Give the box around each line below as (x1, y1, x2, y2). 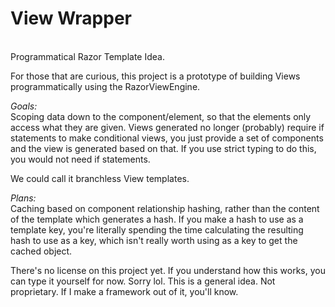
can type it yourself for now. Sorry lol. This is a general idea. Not (10, 275, 276, 287)
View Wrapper (10, 7, 132, 30)
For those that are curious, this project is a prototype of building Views (10, 70, 301, 82)
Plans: (10, 192, 37, 204)
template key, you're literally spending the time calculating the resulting (10, 223, 304, 236)
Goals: (10, 100, 38, 112)
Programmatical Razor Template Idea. (10, 50, 165, 62)
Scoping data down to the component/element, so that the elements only (10, 110, 312, 122)
